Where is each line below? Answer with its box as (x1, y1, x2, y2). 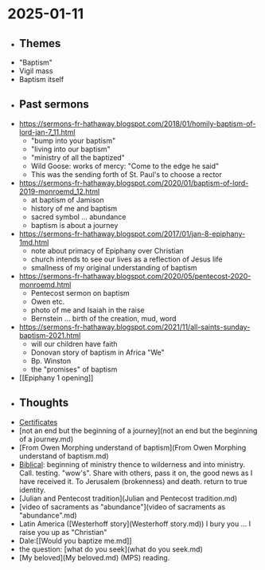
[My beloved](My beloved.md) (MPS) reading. (18, 552, 170, 562)
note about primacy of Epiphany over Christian (30, 246, 184, 255)
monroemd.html (18, 280, 72, 289)
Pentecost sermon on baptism (30, 288, 131, 297)
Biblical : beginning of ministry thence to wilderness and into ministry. (18, 459, 246, 469)
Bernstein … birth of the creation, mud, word (30, 313, 177, 323)
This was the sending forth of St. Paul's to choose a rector (30, 169, 222, 179)
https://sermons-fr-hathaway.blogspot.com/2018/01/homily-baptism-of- (18, 119, 256, 128)
